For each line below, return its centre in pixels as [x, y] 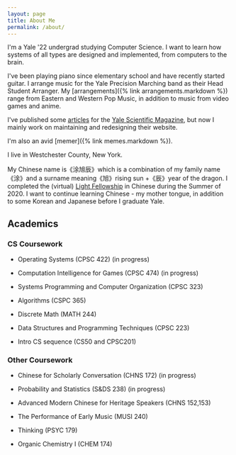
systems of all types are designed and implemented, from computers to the [117, 55]
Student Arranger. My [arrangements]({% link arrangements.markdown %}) [118, 91]
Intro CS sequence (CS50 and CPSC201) [77, 342]
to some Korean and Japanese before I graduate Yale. [86, 201]
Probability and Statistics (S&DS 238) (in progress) [91, 389]
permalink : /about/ [36, 27]
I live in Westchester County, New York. [65, 155]
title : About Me [31, 21]
